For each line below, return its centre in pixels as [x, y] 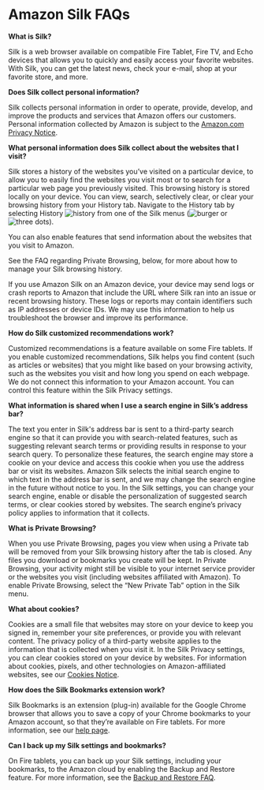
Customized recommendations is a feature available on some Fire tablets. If [130, 348]
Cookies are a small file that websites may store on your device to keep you [131, 624]
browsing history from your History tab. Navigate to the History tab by [121, 205]
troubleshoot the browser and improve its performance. [98, 318]
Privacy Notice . [33, 132]
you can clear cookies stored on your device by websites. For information [127, 658]
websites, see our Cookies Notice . [64, 674]
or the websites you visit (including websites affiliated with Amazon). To [125, 576]
